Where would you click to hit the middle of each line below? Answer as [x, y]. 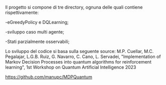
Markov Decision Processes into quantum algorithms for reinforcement [78, 62]
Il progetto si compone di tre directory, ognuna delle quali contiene [74, 7]
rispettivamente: [22, 12]
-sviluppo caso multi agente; [35, 32]
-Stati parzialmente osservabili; [37, 41]
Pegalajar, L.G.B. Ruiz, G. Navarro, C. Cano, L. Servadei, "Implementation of [83, 56]
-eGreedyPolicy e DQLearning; [37, 22]
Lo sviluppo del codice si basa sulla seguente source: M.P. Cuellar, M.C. [79, 51]
